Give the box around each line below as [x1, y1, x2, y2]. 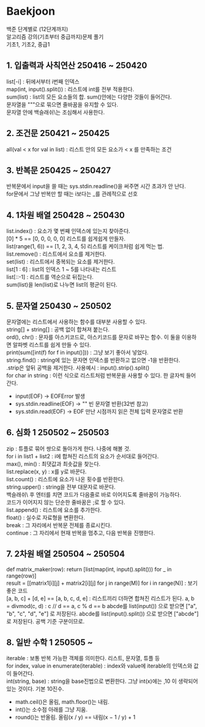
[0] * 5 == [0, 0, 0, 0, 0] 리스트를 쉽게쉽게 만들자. [6, 235, 125, 243]
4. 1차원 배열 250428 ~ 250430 [6, 210, 125, 220]
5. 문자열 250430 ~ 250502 [6, 300, 112, 311]
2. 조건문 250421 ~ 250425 [6, 128, 110, 139]
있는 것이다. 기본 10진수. [6, 685, 64, 693]
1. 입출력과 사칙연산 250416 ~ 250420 [6, 60, 147, 71]
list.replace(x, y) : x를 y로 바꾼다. [6, 468, 87, 475]
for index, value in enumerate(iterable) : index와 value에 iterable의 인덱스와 [6, 662, 193, 669]
